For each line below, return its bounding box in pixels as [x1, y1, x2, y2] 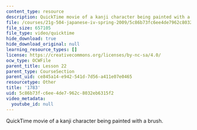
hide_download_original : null [6, 42, 80, 47]
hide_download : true [6, 36, 57, 42]
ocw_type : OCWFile [6, 57, 51, 63]
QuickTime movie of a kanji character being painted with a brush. [6, 117, 164, 124]
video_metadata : [6, 95, 46, 101]
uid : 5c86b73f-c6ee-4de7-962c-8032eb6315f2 [6, 90, 114, 96]
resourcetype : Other [6, 80, 57, 85]
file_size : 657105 [6, 25, 51, 31]
